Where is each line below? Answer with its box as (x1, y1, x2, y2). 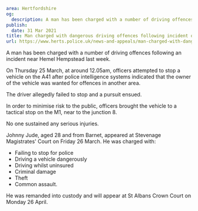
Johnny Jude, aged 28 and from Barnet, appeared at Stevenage (6, 132, 161, 139)
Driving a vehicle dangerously (14, 155, 87, 163)
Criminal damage (14, 168, 57, 176)
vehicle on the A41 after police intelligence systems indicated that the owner (6, 73, 192, 80)
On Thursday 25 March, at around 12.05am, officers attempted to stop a (6, 67, 181, 74)
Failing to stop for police (14, 150, 74, 157)
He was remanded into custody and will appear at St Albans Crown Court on (6, 192, 192, 199)
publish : (6, 22, 28, 28)
